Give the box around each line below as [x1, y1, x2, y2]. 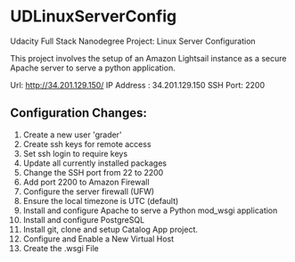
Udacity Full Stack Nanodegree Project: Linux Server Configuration [10, 36, 257, 46]
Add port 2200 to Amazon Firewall [22, 176, 150, 187]
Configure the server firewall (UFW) [22, 185, 155, 197]
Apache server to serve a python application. [10, 62, 176, 73]
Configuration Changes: [10, 105, 148, 121]
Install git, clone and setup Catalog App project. [22, 224, 199, 234]
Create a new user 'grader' [22, 129, 123, 140]
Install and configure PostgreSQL [22, 214, 145, 225]
